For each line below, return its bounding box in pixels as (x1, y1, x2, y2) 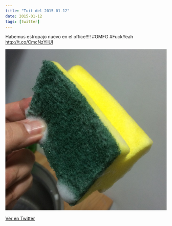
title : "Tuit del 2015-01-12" (5, 8, 70, 13)
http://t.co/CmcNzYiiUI (5, 39, 54, 46)
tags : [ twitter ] (5, 19, 40, 24)
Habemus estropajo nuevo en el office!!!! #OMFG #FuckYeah (5, 34, 134, 40)
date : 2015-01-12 (5, 13, 42, 19)
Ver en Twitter (5, 215, 35, 222)
